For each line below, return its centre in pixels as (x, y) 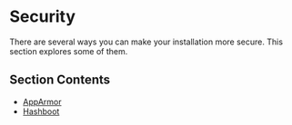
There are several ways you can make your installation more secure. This (146, 42)
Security (42, 17)
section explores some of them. (69, 51)
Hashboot (41, 111)
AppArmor (42, 101)
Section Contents (60, 80)
